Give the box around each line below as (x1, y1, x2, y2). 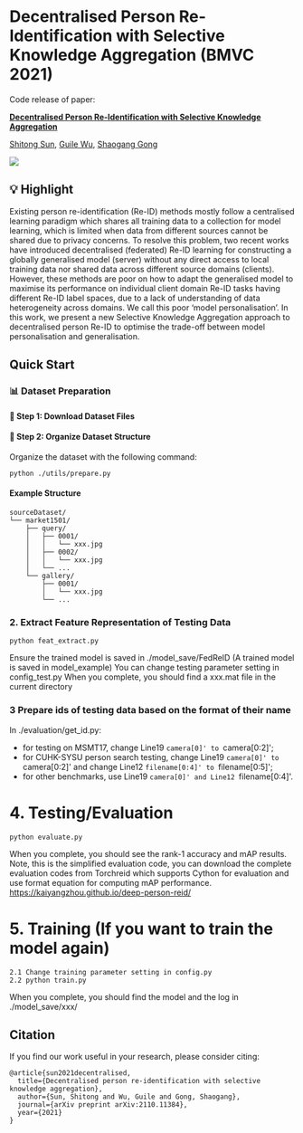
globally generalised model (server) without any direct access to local (9, 253, 270, 264)
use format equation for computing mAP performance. (9, 877, 213, 888)
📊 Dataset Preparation (9, 385, 111, 397)
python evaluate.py (9, 833, 83, 842)
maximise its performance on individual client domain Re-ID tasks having (9, 282, 280, 293)
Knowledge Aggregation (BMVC (9, 45, 255, 65)
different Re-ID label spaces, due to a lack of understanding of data (9, 292, 260, 303)
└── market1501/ (9, 516, 71, 526)
